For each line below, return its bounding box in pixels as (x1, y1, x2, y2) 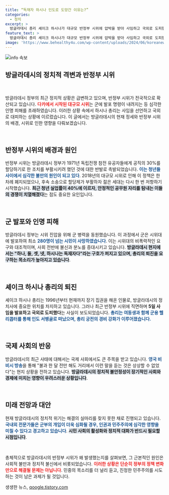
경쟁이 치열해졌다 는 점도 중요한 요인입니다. (10, 192, 94, 198)
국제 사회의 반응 (5, 342, 51, 350)
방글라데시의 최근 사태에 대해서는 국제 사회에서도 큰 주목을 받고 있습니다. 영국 (5, 356, 157, 362)
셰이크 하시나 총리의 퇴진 (5, 283, 77, 291)
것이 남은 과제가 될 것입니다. (14, 473, 70, 479)
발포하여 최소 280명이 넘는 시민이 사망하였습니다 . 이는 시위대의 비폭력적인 (10, 238, 156, 244)
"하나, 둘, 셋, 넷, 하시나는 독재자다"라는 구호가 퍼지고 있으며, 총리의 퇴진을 (14, 251, 158, 257)
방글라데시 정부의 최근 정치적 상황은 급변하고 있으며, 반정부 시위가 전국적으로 (5, 95, 156, 101)
